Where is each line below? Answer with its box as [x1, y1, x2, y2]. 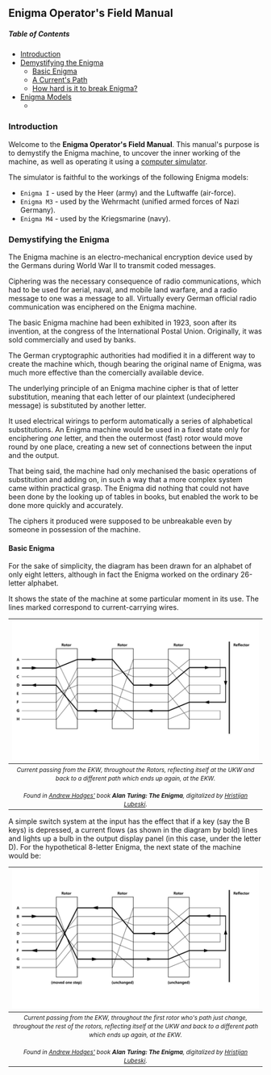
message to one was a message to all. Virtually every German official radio [8, 293, 256, 303]
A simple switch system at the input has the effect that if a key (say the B [8, 817, 250, 826]
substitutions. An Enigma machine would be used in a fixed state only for [8, 424, 250, 435]
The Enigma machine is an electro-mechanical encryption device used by [8, 252, 253, 262]
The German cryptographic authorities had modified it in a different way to [8, 351, 256, 360]
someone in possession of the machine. [8, 524, 141, 534]
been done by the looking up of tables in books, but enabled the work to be [8, 492, 259, 502]
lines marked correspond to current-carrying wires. [8, 603, 179, 612]
